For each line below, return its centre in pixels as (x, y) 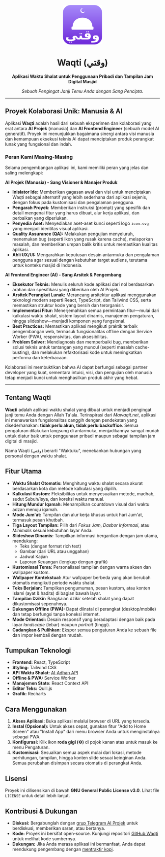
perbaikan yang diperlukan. (40, 218)
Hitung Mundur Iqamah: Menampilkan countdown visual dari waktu (81, 504)
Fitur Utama (24, 471)
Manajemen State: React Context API (50, 683)
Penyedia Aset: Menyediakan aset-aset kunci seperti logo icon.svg (80, 223)
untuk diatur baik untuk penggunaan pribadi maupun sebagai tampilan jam (80, 436)
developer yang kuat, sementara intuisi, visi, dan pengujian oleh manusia (79, 373)
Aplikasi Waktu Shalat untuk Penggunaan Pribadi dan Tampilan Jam (82, 76)
